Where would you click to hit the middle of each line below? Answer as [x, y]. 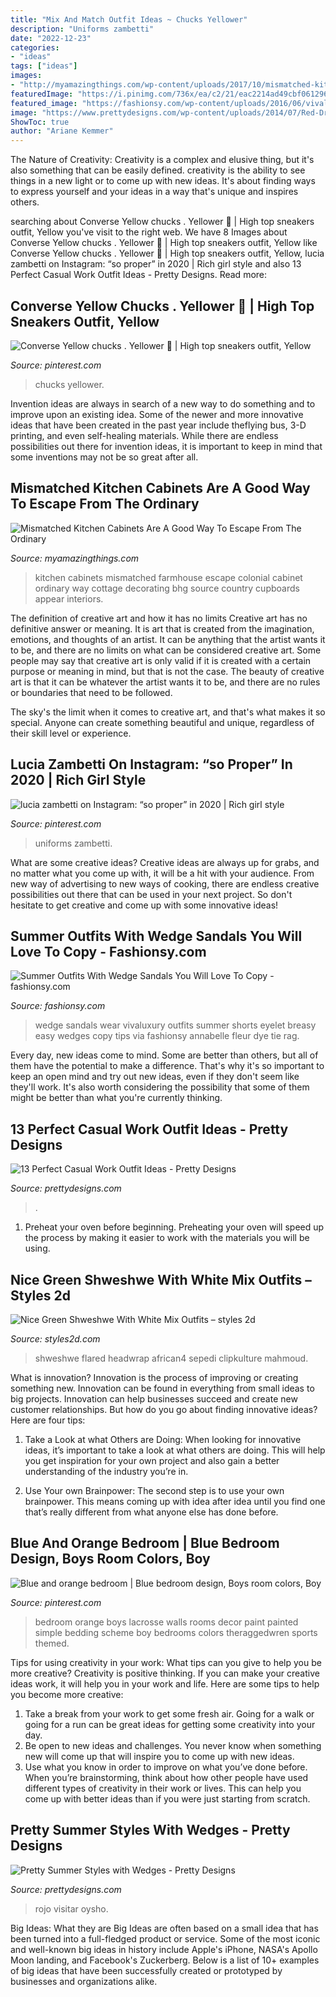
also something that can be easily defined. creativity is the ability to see [158, 170]
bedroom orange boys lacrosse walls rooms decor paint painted [166, 1622]
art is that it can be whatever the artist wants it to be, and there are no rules [165, 682]
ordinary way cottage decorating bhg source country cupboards [167, 588]
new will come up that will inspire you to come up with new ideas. [159, 1756]
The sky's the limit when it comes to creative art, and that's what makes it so [168, 712]
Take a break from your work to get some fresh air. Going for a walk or [169, 1713]
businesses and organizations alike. [84, 1981]
